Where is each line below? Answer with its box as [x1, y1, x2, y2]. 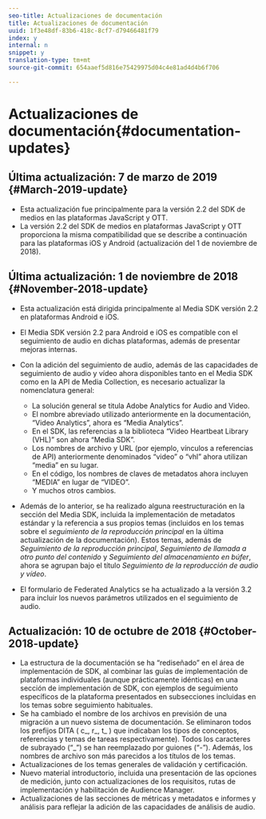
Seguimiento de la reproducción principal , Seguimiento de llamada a [19, 544, 247, 553]
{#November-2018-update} [8, 283, 149, 296]
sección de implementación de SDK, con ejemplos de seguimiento [19, 683, 238, 693]
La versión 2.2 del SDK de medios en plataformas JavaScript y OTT [19, 221, 242, 231]
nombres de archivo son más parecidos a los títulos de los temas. [19, 751, 236, 761]
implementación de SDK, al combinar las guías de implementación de [19, 667, 248, 676]
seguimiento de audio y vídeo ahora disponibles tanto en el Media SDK [19, 368, 253, 378]
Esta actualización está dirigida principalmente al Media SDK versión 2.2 [19, 303, 259, 313]
